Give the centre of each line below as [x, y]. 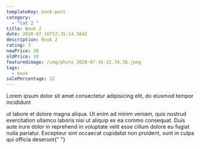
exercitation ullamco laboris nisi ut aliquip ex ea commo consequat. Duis [96, 120]
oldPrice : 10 [23, 56]
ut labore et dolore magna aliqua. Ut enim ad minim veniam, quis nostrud [96, 114]
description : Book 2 [32, 40]
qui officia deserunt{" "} [36, 139]
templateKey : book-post [36, 12]
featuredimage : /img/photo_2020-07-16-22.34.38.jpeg [74, 62]
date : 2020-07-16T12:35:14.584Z [47, 34]
